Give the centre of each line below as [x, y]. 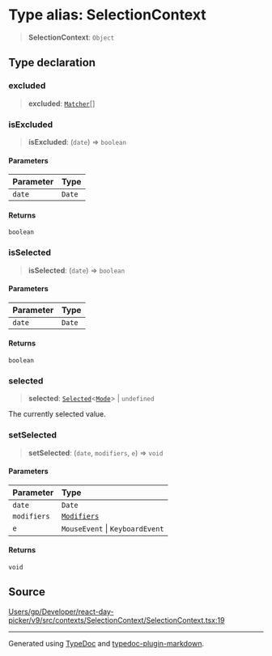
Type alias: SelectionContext [107, 15]
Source [27, 592]
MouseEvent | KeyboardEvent [113, 528]
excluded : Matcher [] [62, 104]
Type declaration [52, 63]
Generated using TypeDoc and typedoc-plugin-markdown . [106, 643]
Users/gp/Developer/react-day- [61, 612]
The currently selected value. [57, 414]
